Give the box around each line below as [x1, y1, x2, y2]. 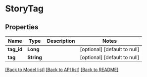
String [27, 54, 42, 61]
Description [47, 38, 75, 44]
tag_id [7, 46, 23, 53]
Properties [5, 23, 39, 31]
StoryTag [5, 3, 44, 14]
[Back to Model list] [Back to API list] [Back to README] [5, 67, 119, 73]
